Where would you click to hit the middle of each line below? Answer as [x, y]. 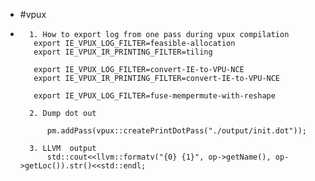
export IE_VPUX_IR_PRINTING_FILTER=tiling [123, 52]
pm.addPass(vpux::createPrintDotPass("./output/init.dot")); [176, 131]
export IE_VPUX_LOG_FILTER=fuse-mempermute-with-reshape [154, 96]
